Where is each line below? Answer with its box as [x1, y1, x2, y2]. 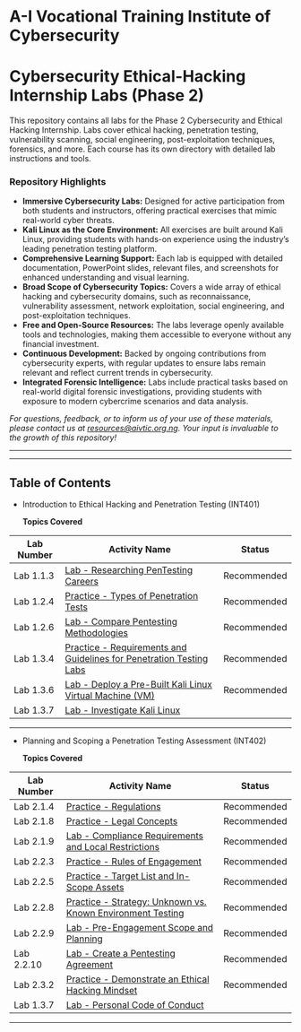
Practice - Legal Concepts [65, 815, 178, 828]
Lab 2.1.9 [13, 836, 55, 848]
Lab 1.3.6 [13, 684, 55, 697]
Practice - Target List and [65, 870, 175, 882]
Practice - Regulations [65, 801, 161, 813]
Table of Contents [9, 475, 112, 490]
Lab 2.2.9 [13, 927, 55, 940]
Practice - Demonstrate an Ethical [65, 973, 210, 985]
